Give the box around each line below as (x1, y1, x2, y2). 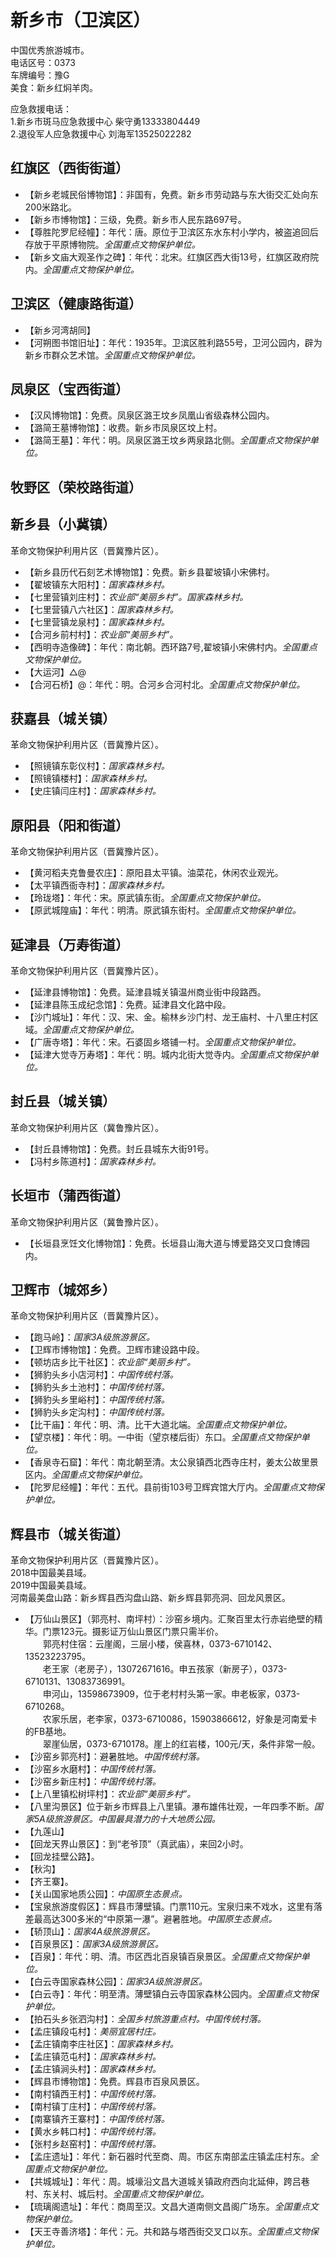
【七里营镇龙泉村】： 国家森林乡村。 (24, 616, 170, 628)
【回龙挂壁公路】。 (24, 1851, 100, 1863)
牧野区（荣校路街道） (10, 479, 142, 496)
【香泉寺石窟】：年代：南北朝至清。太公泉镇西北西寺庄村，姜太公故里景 (24, 1456, 319, 1468)
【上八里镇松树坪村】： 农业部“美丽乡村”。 (24, 1788, 197, 1800)
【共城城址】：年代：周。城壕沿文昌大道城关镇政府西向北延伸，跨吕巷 (24, 2176, 310, 2188)
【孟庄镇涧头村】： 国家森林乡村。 (24, 2063, 162, 2075)
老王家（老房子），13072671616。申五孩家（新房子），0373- (42, 1663, 288, 1675)
